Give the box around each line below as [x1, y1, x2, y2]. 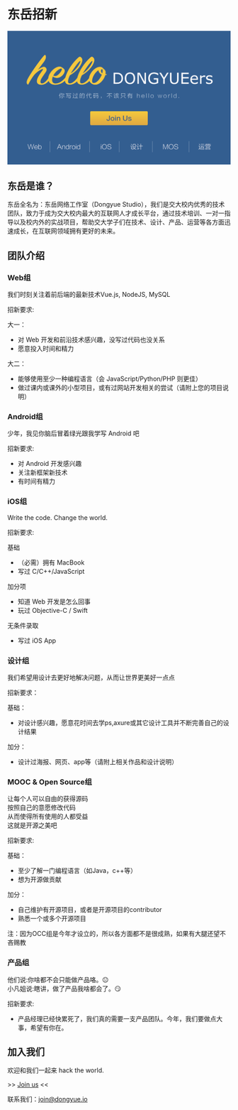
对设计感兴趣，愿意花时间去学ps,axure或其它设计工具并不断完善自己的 [17, 719, 223, 727]
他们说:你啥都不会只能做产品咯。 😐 [7, 975, 109, 984]
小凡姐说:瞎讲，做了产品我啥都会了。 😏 [7, 984, 122, 993]
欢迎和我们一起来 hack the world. [7, 1066, 104, 1074]
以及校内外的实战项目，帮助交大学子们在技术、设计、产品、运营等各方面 [13, 218, 225, 227]
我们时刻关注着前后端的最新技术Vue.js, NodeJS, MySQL [7, 290, 171, 299]
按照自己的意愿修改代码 [7, 803, 76, 812]
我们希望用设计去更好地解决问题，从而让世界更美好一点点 [7, 673, 175, 682]
